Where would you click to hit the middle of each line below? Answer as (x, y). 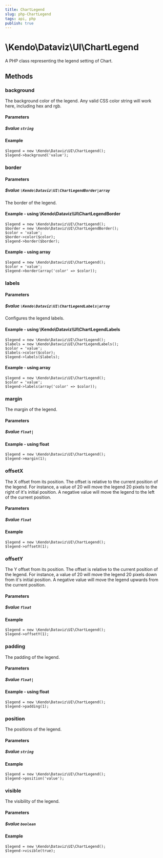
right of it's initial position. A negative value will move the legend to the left (80, 492)
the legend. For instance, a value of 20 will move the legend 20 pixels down (81, 575)
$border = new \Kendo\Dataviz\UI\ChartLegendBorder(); (62, 228)
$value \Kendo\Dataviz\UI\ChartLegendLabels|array (58, 306)
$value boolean (20, 824)
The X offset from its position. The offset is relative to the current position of (81, 481)
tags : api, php (20, 19)
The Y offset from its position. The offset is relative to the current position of (81, 569)
